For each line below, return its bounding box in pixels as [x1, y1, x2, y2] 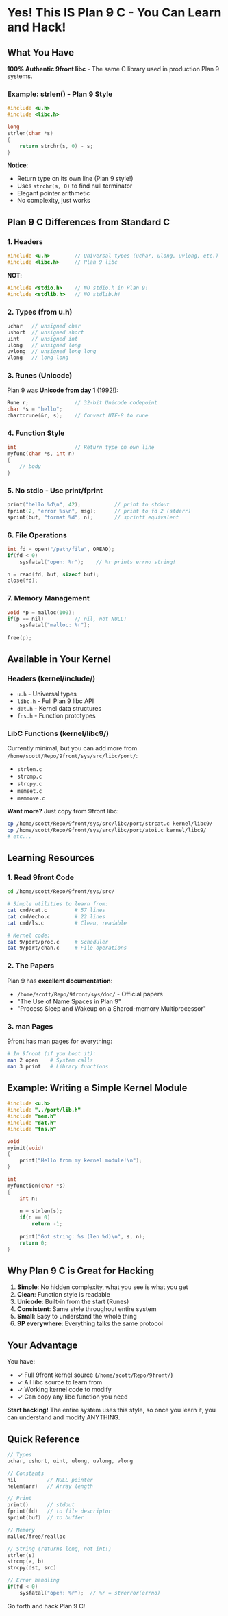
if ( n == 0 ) [19, 1214, 51, 1221]
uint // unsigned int [7, 335, 78, 342]
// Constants [7, 1470, 45, 1477]
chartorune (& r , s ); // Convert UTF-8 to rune [7, 413, 149, 419]
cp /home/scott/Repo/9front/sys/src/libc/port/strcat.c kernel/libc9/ [7, 820, 213, 827]
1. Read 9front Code [7, 872, 74, 882]
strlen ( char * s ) [7, 130, 53, 136]
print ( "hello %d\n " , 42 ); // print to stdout [7, 502, 170, 509]
